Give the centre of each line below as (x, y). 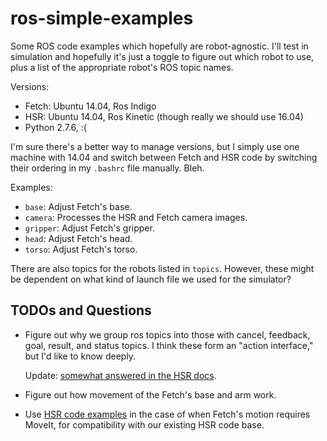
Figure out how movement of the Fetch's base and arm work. (150, 394)
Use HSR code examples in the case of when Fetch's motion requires (167, 414)
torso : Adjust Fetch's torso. (81, 249)
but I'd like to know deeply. (80, 356)
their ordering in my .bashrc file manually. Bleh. (107, 168)
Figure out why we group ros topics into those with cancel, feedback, (167, 334)
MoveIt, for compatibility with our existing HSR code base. (144, 424)
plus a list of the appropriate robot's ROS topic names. (122, 67)
